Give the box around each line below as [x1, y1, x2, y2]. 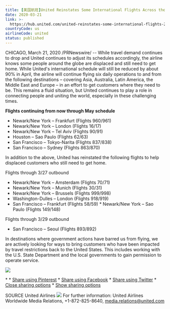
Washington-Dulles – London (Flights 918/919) [12, 196, 109, 202]
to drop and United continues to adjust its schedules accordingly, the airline [5, 55, 163, 61]
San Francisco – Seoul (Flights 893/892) [12, 226, 97, 232]
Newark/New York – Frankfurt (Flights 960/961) [12, 118, 112, 124]
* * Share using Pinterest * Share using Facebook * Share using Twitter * [5, 277, 157, 283]
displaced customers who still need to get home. [5, 160, 107, 166]
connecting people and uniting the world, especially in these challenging [5, 92, 156, 99]
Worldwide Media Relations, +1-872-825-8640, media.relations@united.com [5, 297, 165, 304]
